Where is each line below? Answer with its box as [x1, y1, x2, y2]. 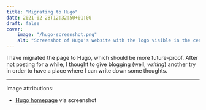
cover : [6, 26, 23, 32]
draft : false [6, 20, 40, 26]
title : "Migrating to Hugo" [6, 9, 78, 15]
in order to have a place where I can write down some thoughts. [6, 67, 167, 74]
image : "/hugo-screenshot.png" [17, 32, 97, 38]
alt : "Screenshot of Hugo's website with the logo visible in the [17, 37, 191, 43]
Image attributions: [6, 85, 54, 92]
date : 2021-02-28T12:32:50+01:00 [6, 15, 92, 21]
